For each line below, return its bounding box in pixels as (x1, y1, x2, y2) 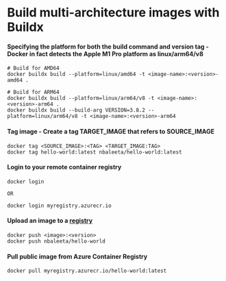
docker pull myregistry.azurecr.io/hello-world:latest (7, 267, 167, 275)
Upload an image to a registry (7, 217, 93, 225)
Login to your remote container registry (7, 163, 122, 171)
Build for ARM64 (13, 89, 60, 96)
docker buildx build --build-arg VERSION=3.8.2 (7, 107, 146, 114)
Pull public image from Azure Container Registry (7, 252, 148, 260)
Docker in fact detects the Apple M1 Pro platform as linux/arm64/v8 (7, 49, 203, 58)
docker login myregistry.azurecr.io (7, 202, 112, 209)
